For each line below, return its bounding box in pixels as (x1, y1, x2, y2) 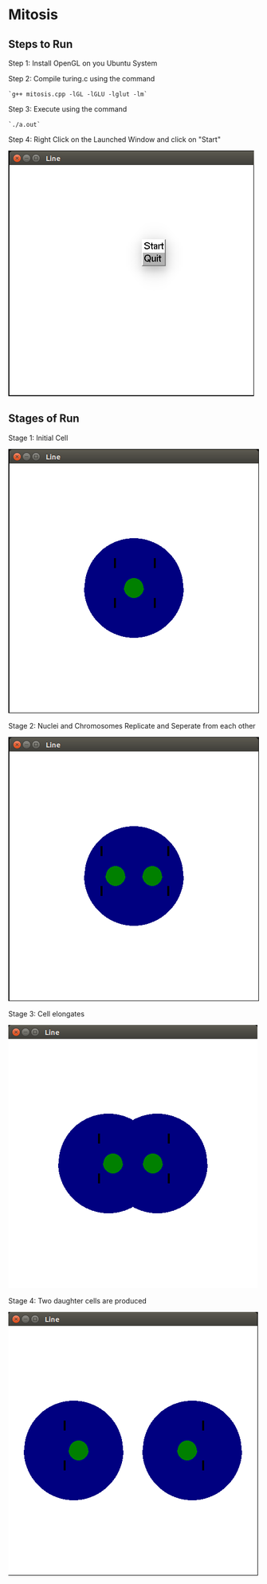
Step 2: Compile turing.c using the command (8, 74, 155, 83)
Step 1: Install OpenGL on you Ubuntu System (8, 58, 158, 68)
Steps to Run (8, 37, 73, 51)
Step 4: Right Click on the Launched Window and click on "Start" (8, 135, 222, 144)
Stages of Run (8, 412, 80, 426)
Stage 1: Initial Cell (8, 433, 69, 442)
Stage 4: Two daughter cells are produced (8, 1295, 147, 1305)
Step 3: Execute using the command (8, 104, 128, 113)
